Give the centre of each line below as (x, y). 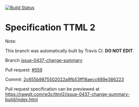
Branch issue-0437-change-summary (44, 60)
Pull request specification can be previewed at (52, 89)
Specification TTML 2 (50, 28)
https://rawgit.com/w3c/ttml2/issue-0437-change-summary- (68, 94)
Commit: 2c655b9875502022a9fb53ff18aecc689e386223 (65, 79)
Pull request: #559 (24, 70)
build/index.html (22, 99)
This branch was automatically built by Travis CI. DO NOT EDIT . (70, 51)
